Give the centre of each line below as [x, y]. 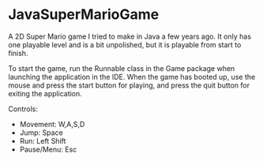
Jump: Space [41, 133]
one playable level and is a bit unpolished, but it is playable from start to [125, 44]
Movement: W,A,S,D [52, 124]
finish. [18, 53]
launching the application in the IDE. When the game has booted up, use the [132, 77]
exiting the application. [45, 93]
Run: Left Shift [43, 140]
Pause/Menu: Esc [48, 149]
